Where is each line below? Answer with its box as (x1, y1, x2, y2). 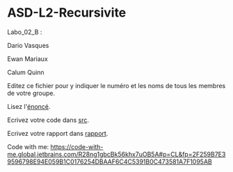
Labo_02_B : (7, 28, 42, 36)
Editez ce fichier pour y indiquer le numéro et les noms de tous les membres (7, 81, 226, 89)
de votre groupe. (7, 89, 56, 97)
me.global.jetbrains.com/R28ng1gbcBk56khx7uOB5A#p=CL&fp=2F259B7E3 (7, 150, 226, 158)
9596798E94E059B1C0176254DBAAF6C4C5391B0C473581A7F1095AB (7, 157, 212, 166)
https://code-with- (50, 142, 104, 150)
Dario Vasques (7, 41, 49, 49)
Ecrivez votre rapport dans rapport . (7, 129, 109, 137)
